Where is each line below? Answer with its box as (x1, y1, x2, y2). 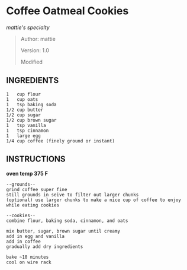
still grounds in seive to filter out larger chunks (6, 192, 139, 198)
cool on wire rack (6, 259, 51, 265)
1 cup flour (6, 91, 41, 97)
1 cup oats (6, 96, 38, 102)
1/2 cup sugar (6, 112, 41, 118)
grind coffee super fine (6, 186, 67, 192)
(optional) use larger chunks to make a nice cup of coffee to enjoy (6, 197, 182, 203)
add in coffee (6, 239, 41, 244)
